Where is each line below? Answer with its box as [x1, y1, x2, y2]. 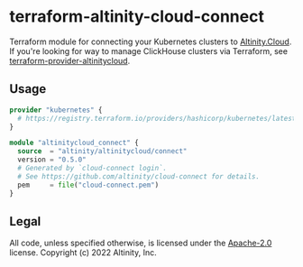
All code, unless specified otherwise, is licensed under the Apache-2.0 [9, 237, 272, 249]
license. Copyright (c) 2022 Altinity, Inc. [9, 247, 157, 258]
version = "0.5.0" [17, 155, 87, 164]
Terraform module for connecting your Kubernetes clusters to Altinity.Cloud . [9, 36, 292, 47]
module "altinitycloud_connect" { [9, 138, 140, 148]
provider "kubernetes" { [9, 106, 103, 115]
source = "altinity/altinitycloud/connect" [17, 147, 188, 156]
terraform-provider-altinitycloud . [9, 55, 131, 66]
